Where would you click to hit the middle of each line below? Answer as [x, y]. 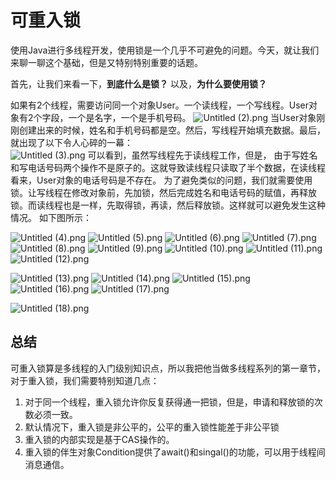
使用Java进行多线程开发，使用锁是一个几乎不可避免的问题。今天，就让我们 [165, 50]
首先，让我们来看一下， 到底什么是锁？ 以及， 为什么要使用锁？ [138, 83]
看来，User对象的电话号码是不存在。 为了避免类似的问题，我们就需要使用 [161, 180]
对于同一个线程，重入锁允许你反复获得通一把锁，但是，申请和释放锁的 [169, 402]
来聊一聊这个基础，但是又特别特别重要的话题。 [106, 62]
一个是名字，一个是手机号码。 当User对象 [192, 117]
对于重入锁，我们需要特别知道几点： [85, 380]
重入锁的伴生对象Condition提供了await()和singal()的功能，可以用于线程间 [175, 452]
